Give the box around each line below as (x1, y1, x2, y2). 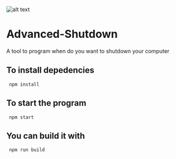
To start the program (6, 98, 87, 108)
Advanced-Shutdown (6, 28, 118, 41)
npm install (9, 81, 40, 87)
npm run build (9, 147, 45, 153)
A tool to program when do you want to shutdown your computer (6, 47, 170, 54)
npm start (9, 114, 34, 120)
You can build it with (6, 130, 86, 141)
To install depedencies (6, 65, 95, 76)
